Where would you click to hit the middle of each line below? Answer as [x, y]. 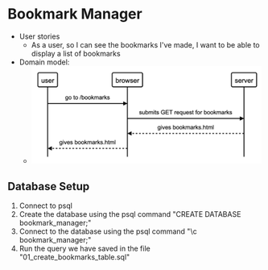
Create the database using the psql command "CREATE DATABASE [130, 214]
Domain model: [44, 62]
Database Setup [49, 186]
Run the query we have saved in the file [85, 249]
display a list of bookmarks [76, 53]
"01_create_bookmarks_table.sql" [74, 257]
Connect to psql [46, 206]
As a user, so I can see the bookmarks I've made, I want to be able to [145, 44]
